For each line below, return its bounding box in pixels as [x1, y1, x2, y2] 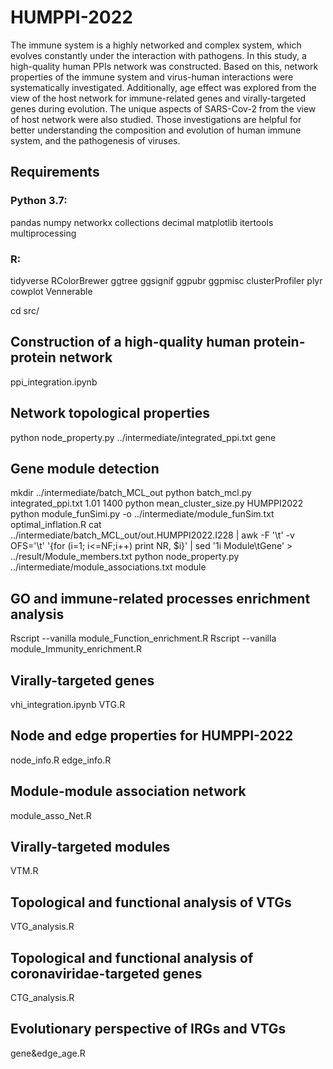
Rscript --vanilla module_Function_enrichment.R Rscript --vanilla [10, 632, 277, 645]
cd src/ [10, 304, 40, 316]
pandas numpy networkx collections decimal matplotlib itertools [10, 216, 274, 228]
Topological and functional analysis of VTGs [10, 894, 292, 911]
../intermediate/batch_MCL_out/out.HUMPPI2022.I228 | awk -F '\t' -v [10, 529, 295, 541]
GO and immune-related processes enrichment [10, 590, 311, 607]
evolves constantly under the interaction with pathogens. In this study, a [10, 49, 307, 61]
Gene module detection [10, 460, 160, 477]
